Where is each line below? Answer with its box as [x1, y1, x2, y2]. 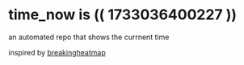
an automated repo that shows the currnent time [8, 32, 170, 42]
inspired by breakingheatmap [8, 47, 107, 57]
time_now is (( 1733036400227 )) [8, 6, 237, 24]
